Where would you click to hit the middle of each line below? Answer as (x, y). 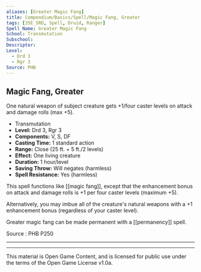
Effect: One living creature (48, 155)
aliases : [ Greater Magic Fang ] (45, 12)
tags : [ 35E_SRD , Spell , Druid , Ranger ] (56, 23)
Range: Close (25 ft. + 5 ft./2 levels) (59, 149)
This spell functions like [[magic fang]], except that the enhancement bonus (100, 187)
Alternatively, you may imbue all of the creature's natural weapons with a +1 (99, 204)
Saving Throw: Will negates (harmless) (63, 169)
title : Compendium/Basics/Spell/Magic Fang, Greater (73, 17)
